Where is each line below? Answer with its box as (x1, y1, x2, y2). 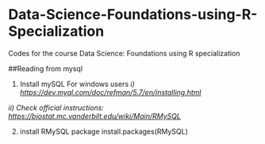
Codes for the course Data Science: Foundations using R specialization (8, 48, 240, 58)
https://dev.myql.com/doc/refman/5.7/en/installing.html (19, 87, 202, 97)
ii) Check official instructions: (8, 103, 105, 112)
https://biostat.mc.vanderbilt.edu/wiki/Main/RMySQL (8, 111, 181, 120)
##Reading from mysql (8, 63, 83, 73)
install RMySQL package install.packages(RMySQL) (19, 127, 189, 136)
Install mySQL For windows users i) (19, 79, 135, 89)
